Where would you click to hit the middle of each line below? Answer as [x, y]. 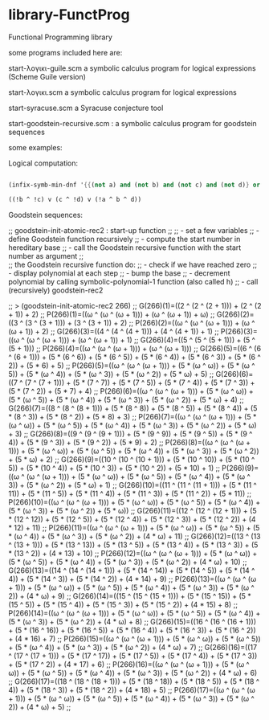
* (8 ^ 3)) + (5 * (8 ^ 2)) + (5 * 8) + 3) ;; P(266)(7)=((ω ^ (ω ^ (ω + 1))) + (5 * [132, 416]
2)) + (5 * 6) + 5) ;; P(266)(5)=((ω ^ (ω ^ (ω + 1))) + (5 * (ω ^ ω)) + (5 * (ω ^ [132, 365]
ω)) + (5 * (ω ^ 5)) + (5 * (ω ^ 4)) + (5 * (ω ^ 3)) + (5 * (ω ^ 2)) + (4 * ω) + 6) [133, 673]
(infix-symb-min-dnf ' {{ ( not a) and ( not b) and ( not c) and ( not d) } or [134, 185]
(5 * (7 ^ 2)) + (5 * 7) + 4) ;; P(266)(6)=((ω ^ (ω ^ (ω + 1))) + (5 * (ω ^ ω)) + [131, 391]
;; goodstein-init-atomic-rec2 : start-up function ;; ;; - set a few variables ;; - [134, 230]
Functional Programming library [60, 37]
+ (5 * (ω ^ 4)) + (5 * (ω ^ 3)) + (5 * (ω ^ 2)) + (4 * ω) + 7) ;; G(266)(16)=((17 [133, 647]
